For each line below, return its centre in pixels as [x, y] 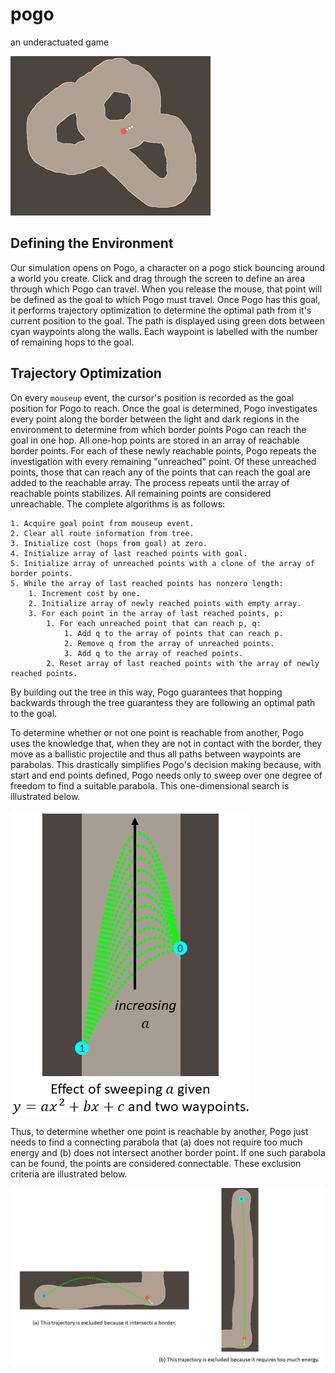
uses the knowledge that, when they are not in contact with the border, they [166, 743]
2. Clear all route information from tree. [102, 533]
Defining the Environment [92, 243]
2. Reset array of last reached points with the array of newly [183, 663]
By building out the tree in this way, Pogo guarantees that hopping [146, 692]
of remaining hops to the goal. [72, 342]
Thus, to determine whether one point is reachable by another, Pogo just [159, 1131]
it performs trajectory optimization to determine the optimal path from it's [161, 310]
